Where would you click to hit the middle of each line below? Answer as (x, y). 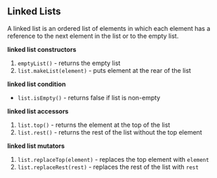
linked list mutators (36, 146)
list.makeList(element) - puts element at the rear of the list (104, 70)
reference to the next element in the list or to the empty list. (93, 36)
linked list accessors (38, 111)
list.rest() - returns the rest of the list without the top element (110, 132)
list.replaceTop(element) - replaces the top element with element (113, 159)
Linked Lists (34, 12)
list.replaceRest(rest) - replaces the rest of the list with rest (108, 167)
